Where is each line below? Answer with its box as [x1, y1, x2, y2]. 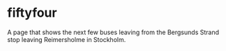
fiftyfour [7, 5, 57, 21]
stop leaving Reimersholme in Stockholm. [7, 35, 126, 43]
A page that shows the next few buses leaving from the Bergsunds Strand [7, 28, 220, 36]
